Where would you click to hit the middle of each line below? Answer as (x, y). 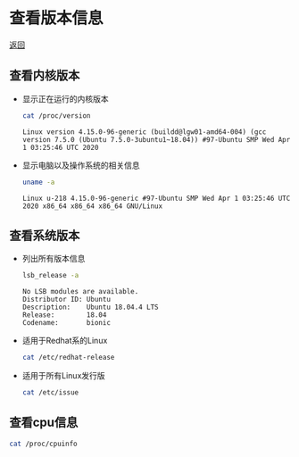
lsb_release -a (50, 276)
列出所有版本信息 (54, 259)
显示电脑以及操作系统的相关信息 (81, 165)
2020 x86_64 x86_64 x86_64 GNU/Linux (92, 206)
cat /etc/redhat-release (68, 358)
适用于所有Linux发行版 (63, 376)
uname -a (38, 182)
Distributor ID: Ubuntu (66, 300)
